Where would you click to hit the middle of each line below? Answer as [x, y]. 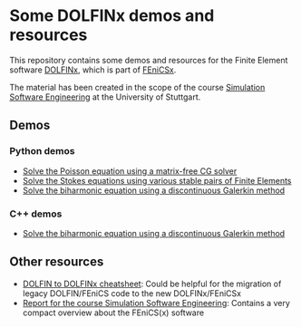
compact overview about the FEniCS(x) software [113, 313]
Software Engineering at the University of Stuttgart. [105, 97]
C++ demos [36, 214]
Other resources [57, 262]
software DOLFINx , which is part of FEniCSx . [93, 70]
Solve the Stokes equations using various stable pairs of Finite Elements [157, 180]
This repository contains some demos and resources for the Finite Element [149, 60]
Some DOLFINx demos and [112, 16]
